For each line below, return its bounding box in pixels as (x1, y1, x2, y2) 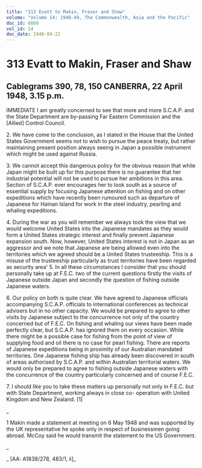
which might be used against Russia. (6, 150, 98, 157)
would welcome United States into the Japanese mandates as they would (6, 225, 188, 232)
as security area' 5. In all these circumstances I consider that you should (6, 264, 186, 271)
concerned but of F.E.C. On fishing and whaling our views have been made (6, 320, 192, 327)
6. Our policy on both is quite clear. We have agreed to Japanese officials (6, 294, 188, 302)
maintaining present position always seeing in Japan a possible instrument (6, 144, 191, 151)
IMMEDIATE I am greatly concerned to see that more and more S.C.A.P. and (6, 107, 194, 114)
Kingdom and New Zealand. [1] (6, 396, 83, 403)
